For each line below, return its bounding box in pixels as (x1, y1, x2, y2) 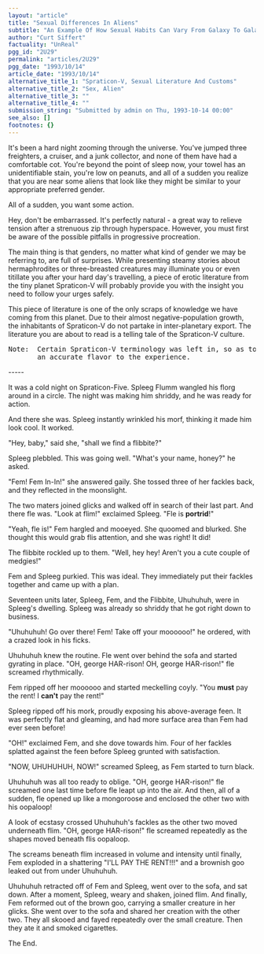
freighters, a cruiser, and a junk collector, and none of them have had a (8, 151, 237, 161)
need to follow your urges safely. (8, 289, 115, 298)
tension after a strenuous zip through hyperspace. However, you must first (8, 224, 249, 233)
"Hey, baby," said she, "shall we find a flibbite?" (8, 438, 163, 447)
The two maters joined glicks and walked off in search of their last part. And (8, 501, 254, 510)
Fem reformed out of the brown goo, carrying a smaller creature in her (8, 898, 236, 908)
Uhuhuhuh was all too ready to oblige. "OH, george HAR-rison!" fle (8, 777, 225, 786)
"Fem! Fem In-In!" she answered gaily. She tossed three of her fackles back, (8, 477, 255, 486)
